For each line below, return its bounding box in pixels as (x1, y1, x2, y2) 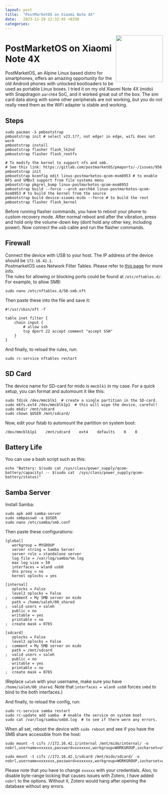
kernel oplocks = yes (11, 573, 57, 578)
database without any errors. (5, 783, 65, 789)
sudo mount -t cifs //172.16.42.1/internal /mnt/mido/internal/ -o (5, 741, 149, 746)
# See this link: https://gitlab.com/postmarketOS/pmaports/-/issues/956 (5, 165, 162, 170)
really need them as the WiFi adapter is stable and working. (5, 102, 127, 108)
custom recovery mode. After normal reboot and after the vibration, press (5, 214, 156, 220)
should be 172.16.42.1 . (5, 257, 53, 263)
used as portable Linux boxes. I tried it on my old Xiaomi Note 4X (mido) (5, 86, 153, 92)
